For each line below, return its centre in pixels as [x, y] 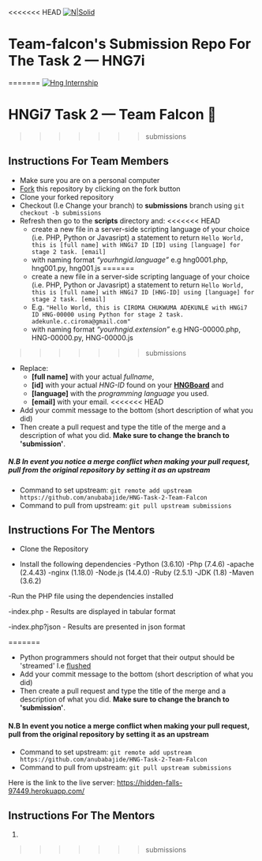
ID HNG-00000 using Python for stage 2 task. [107, 314]
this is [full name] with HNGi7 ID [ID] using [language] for [136, 245]
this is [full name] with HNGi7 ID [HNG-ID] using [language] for [143, 292]
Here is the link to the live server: [62, 782]
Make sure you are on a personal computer [90, 180]
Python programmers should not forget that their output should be [127, 657]
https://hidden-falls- [150, 782]
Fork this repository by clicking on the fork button [100, 189]
